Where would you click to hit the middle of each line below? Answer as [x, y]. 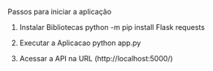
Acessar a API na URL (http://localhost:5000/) [96, 58]
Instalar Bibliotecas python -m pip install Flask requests [112, 27]
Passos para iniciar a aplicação [59, 12]
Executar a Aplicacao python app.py [80, 43]
